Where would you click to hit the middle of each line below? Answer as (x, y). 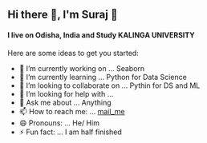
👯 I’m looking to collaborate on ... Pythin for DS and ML (110, 85)
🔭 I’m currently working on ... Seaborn (82, 68)
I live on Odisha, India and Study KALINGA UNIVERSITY (101, 35)
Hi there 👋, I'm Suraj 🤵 (63, 15)
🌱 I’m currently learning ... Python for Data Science (103, 77)
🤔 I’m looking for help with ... (66, 93)
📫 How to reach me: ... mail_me (72, 111)
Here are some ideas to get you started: (73, 53)
